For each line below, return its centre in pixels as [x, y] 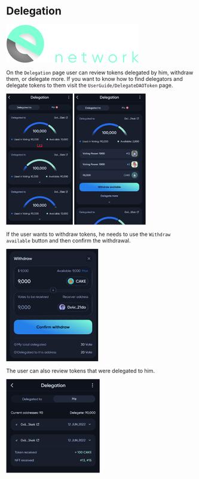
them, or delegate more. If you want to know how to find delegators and [95, 78]
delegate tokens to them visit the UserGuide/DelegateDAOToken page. [90, 85]
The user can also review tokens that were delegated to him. [81, 371]
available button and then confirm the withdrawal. [68, 240]
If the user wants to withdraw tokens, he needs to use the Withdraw [88, 234]
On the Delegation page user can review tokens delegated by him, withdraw [100, 72]
